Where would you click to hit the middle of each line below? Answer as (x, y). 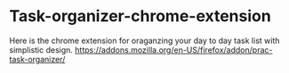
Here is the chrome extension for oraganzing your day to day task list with (144, 40)
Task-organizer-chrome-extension (140, 16)
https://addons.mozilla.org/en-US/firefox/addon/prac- (174, 49)
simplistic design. (41, 49)
